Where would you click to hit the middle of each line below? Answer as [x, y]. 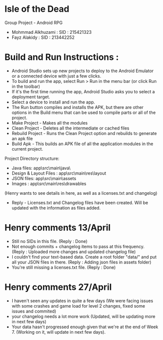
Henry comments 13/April [58, 228]
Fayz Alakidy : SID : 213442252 [43, 37]
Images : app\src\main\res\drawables [49, 183]
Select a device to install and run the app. [53, 102]
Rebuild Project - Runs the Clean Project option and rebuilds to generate [84, 133]
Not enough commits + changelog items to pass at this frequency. [78, 246]
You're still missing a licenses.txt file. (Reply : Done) [63, 267]
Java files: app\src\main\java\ [41, 168]
